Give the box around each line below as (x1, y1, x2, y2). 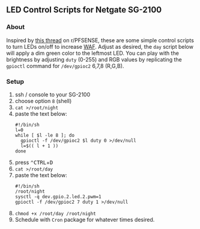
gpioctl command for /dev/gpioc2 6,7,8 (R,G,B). (6, 62, 124, 69)
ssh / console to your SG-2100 (14, 90, 91, 98)
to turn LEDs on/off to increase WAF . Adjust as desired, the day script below (6, 43, 194, 50)
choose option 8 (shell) (14, 97, 72, 104)
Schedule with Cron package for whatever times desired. (14, 216, 155, 223)
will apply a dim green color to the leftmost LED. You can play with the (6, 49, 179, 57)
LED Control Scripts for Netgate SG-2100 (6, 5, 162, 15)
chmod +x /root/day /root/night (14, 210, 96, 216)
